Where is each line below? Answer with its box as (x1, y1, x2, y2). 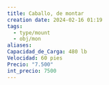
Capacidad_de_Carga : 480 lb (7, 49, 88, 56)
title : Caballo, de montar (7, 10, 84, 17)
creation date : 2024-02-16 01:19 (7, 16, 103, 23)
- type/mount (13, 29, 51, 36)
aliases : (7, 42, 32, 49)
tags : (7, 23, 23, 29)
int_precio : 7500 (7, 67, 57, 74)
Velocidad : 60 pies (7, 55, 63, 62)
